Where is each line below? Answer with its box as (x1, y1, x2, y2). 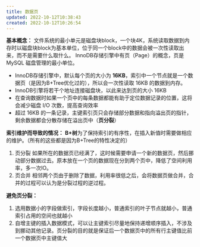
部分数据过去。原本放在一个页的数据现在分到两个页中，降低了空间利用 (20, 157, 192, 164)
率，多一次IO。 (14, 165, 52, 172)
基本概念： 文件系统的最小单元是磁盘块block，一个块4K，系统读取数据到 (6, 37, 185, 44)
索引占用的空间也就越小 (14, 212, 73, 220)
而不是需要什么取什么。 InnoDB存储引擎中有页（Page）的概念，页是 (16, 52, 185, 59)
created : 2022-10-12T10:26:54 (6, 20, 82, 26)
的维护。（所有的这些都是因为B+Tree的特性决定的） (6, 137, 131, 144)
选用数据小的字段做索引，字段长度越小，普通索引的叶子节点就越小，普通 (14, 205, 192, 212)
